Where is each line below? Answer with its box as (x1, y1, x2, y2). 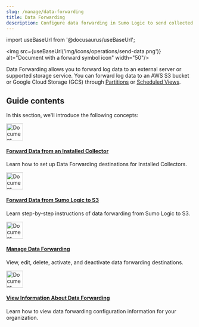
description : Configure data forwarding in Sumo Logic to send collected (6, 20, 194, 26)
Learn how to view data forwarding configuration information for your (6, 308, 177, 314)
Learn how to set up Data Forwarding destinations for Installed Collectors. (6, 161, 188, 168)
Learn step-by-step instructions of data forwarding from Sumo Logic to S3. (6, 210, 191, 217)
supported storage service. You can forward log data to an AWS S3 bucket (6, 72, 189, 80)
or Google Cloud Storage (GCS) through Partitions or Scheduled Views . (6, 78, 181, 85)
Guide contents (6, 96, 64, 106)
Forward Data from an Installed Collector (6, 147, 109, 154)
